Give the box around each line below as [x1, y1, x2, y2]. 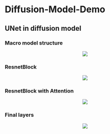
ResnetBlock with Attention [5, 87, 74, 95]
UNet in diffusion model [5, 24, 81, 33]
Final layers [5, 111, 34, 119]
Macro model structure [5, 39, 63, 47]
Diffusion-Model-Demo [5, 4, 105, 15]
